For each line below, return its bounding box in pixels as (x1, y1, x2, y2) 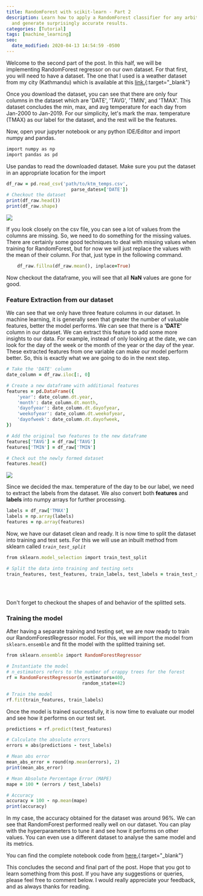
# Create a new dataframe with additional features (6, 382, 139, 388)
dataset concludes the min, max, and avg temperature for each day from (6, 103, 187, 110)
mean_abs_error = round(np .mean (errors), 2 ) (6, 759, 120, 765)
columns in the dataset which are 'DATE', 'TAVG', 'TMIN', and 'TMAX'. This (6, 96, 192, 104)
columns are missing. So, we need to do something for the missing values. (6, 232, 192, 239)
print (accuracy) (6, 803, 47, 809)
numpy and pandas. (6, 134, 56, 141)
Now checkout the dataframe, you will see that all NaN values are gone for (6, 274, 192, 281)
